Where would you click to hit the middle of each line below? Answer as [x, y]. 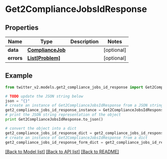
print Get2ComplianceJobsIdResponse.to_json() [54, 120]
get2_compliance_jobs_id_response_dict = [49, 133]
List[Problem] [44, 58]
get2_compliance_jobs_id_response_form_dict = [54, 142]
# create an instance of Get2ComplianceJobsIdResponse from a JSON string [84, 106]
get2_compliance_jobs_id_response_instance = [53, 110]
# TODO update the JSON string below [44, 96]
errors [15, 58]
